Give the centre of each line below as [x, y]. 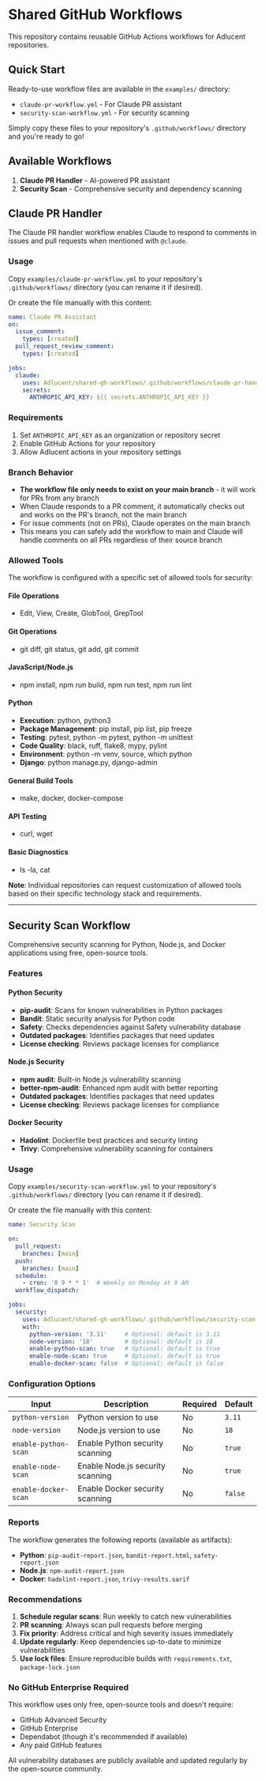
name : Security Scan [42, 1225]
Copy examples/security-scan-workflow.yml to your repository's [112, 1186]
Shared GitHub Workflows [95, 15]
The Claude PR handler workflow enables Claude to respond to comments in [132, 233]
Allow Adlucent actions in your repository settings [100, 452]
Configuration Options [52, 1384]
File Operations [34, 596]
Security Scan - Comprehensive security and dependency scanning [131, 188]
